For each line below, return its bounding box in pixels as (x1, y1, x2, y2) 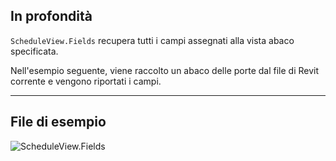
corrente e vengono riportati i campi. (10, 75, 162, 87)
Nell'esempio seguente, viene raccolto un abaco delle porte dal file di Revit (10, 64, 319, 76)
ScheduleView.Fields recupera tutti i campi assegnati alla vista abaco (10, 34, 295, 46)
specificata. (10, 45, 59, 57)
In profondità (10, 8, 93, 25)
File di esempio (10, 114, 107, 131)
